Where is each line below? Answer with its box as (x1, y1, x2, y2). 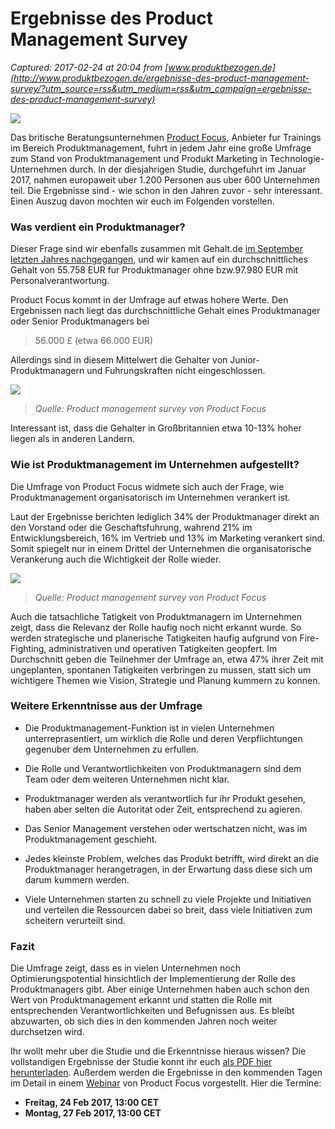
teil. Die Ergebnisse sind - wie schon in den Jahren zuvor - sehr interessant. (10, 184, 323, 196)
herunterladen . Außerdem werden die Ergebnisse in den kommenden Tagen (10, 1067, 323, 1079)
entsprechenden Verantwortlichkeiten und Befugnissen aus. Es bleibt (10, 1005, 295, 1017)
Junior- (229, 354, 260, 366)
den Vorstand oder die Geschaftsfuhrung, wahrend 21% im (10, 521, 253, 533)
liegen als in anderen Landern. (10, 433, 135, 445)
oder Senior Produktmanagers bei (10, 315, 150, 327)
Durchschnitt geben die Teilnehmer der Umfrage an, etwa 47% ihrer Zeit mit (10, 653, 324, 665)
